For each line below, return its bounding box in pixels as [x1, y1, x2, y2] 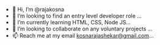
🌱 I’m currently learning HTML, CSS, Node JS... [12, 19, 131, 26]
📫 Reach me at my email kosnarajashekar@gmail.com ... [12, 32, 154, 39]
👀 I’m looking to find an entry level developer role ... [12, 12, 142, 19]
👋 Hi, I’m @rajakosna [12, 6, 65, 13]
